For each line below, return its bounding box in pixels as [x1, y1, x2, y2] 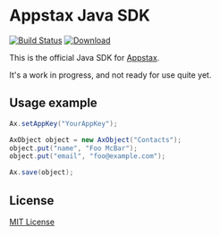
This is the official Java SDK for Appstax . [9, 52, 160, 63]
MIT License [9, 216, 55, 227]
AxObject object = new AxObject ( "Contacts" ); [9, 135, 182, 144]
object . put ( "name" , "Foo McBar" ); [9, 144, 139, 153]
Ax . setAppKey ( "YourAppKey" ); [9, 119, 118, 128]
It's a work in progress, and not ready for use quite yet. [9, 69, 212, 80]
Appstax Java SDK [9, 5, 150, 26]
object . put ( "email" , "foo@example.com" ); [9, 152, 166, 161]
